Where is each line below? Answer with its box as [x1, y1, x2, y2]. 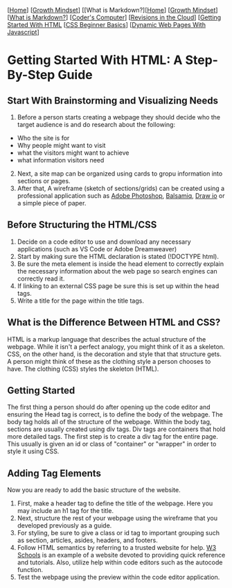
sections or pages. [17, 177, 71, 185]
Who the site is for [17, 134, 70, 142]
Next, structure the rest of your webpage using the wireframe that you [17, 514, 218, 523]
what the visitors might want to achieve [17, 149, 130, 157]
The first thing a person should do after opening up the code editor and [7, 403, 211, 412]
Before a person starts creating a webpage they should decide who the [17, 113, 221, 121]
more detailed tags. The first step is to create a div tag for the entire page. [7, 432, 218, 441]
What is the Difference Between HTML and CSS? [7, 317, 221, 328]
